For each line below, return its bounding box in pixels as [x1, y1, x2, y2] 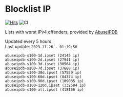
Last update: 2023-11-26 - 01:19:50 [5, 43, 77, 49]
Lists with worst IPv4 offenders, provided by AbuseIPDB [5, 29, 118, 35]
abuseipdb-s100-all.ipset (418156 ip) [5, 87, 84, 92]
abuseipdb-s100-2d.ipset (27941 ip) [5, 57, 80, 62]
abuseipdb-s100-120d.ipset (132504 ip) [5, 83, 86, 88]
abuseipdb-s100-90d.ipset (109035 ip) [5, 78, 84, 83]
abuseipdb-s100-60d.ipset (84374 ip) [5, 74, 82, 79]
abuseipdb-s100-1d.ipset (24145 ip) [5, 53, 80, 58]
